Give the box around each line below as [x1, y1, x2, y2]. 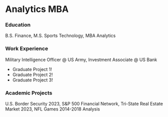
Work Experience [5, 45, 49, 52]
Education [5, 21, 31, 28]
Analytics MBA [5, 3, 69, 15]
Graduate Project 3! [12, 76, 53, 83]
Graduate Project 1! [12, 66, 52, 72]
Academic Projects [5, 89, 53, 96]
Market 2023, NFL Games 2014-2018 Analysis [5, 106, 100, 112]
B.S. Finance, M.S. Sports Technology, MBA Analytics [5, 32, 116, 38]
